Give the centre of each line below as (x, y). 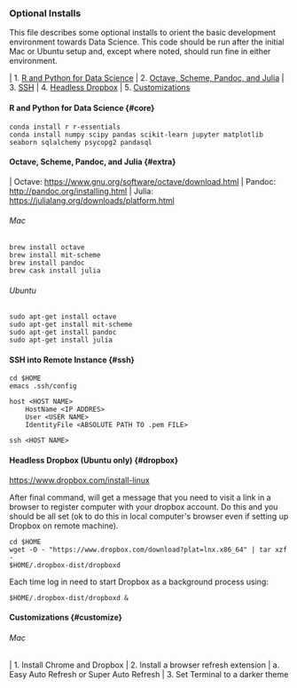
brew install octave (47, 247)
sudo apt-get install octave (63, 317)
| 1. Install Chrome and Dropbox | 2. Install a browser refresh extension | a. (145, 665)
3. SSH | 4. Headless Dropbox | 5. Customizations (100, 88)
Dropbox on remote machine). (64, 526)
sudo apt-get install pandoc (63, 332)
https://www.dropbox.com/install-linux (80, 480)
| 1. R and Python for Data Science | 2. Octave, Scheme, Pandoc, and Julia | (147, 78)
